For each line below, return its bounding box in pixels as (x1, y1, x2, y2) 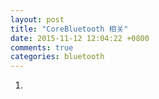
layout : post (10, 14, 65, 25)
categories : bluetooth (10, 52, 105, 62)
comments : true (10, 42, 74, 53)
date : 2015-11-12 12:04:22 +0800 (10, 33, 150, 43)
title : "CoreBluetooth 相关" (10, 24, 129, 34)
